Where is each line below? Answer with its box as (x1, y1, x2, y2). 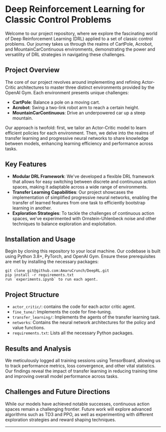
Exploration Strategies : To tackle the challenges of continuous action (12, 210, 155, 216)
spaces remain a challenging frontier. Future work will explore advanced (5, 406, 152, 412)
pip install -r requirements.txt (5, 273, 74, 278)
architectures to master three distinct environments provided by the (17, 84, 155, 90)
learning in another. (12, 205, 52, 211)
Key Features (5, 160, 47, 169)
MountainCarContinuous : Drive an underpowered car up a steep (12, 110, 146, 116)
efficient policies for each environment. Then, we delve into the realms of (5, 130, 154, 136)
